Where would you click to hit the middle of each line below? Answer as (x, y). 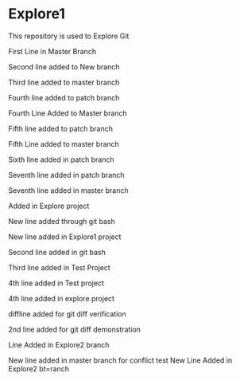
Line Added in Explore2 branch (59, 344)
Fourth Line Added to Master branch (68, 113)
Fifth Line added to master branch (64, 143)
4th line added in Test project (56, 283)
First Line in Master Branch (52, 51)
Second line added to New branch (64, 67)
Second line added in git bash (57, 252)
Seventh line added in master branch (68, 190)
